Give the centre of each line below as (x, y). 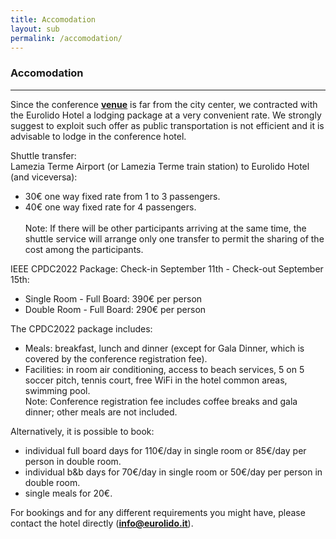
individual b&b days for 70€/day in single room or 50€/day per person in (173, 472)
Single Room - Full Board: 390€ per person (113, 298)
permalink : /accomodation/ (66, 38)
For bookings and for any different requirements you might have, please (158, 512)
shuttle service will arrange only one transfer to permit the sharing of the (174, 238)
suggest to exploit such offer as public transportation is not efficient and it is (167, 125)
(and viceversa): (44, 177)
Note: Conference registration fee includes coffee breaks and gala (161, 401)
